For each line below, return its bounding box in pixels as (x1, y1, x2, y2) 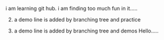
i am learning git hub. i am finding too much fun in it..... (5, 5, 138, 12)
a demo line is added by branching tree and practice (14, 16, 141, 23)
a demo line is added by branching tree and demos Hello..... (14, 27, 159, 34)
